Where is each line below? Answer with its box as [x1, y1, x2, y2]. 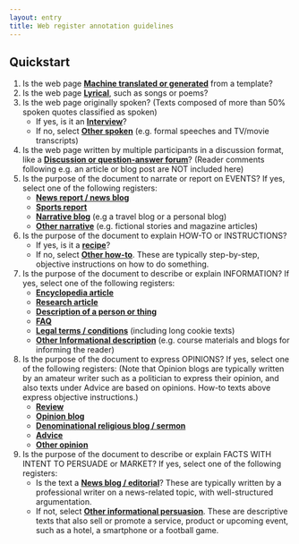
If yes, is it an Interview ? [35, 116, 127, 127]
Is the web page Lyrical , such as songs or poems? [21, 88, 209, 98]
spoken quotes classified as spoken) [21, 106, 158, 117]
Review [35, 402, 64, 412]
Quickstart [9, 55, 71, 70]
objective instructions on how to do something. [35, 259, 209, 269]
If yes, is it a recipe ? [35, 240, 111, 251]
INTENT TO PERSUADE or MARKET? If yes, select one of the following [21, 458, 282, 470]
